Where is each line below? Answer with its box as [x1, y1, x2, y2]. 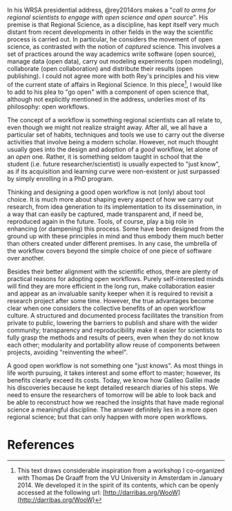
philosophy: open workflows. [7, 102, 90, 110]
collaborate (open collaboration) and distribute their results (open [7, 65, 193, 73]
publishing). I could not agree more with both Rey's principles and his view [7, 72, 220, 80]
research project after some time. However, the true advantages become [7, 296, 214, 305]
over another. [7, 253, 46, 262]
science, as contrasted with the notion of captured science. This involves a [7, 43, 221, 50]
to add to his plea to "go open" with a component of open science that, [7, 88, 209, 96]
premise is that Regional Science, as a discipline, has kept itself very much [7, 21, 219, 28]
